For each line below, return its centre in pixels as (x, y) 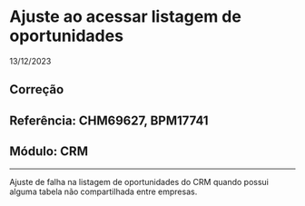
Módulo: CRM (49, 152)
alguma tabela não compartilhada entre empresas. (103, 191)
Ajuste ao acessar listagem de (126, 17)
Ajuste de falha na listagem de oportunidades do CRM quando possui (139, 181)
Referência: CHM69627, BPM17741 (109, 120)
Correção (37, 89)
